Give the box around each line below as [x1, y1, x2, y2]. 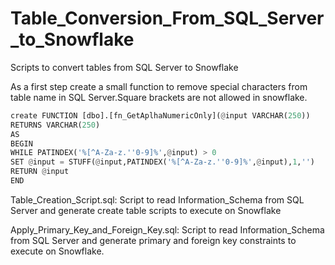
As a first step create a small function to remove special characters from [10, 80, 308, 92]
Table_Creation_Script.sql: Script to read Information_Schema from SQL [10, 193, 305, 206]
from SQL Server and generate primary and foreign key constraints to [10, 234, 297, 246]
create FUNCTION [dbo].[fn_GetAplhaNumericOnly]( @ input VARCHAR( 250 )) [10, 110, 311, 121]
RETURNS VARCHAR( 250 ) [10, 120, 101, 130]
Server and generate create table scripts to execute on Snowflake [10, 204, 282, 216]
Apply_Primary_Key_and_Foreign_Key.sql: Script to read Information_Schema [10, 223, 325, 236]
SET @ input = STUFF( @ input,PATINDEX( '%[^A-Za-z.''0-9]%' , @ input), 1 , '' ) [10, 157, 315, 167]
